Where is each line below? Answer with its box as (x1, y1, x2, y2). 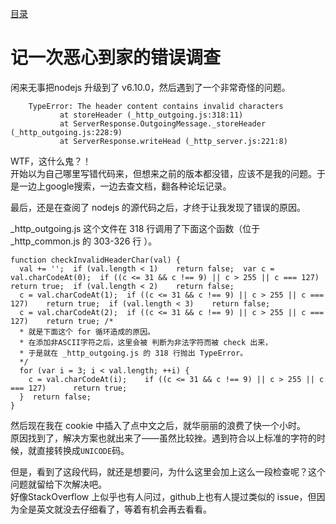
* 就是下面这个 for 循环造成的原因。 (19, 327, 155, 337)
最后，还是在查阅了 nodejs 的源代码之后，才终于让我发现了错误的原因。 (10, 201, 307, 213)
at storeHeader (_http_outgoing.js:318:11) (59, 110, 244, 120)
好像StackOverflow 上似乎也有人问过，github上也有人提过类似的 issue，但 (10, 490, 317, 502)
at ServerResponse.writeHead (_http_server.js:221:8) (59, 136, 288, 146)
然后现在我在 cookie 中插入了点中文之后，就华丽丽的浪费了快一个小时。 (10, 419, 306, 431)
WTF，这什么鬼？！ (10, 155, 92, 167)
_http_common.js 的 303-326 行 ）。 (10, 235, 158, 247)
